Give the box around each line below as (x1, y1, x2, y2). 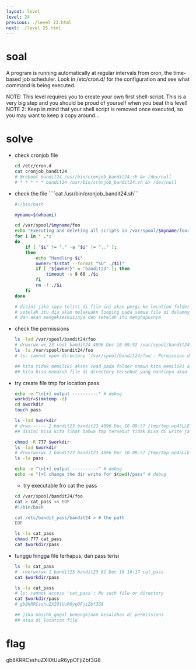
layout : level (6, 8, 41, 15)
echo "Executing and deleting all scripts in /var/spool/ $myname (14, 228, 177, 234)
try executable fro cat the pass (23, 482, 97, 489)
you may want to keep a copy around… (6, 112, 100, 119)
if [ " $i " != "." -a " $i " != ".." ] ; (25, 244, 117, 250)
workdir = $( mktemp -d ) (14, 396, 68, 402)
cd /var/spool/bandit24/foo (14, 493, 83, 499)
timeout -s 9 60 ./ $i (45, 272, 99, 277)
